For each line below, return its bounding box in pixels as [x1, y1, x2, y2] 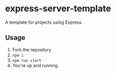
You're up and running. [12, 62, 59, 68]
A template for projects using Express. [5, 19, 83, 25]
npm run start [12, 58, 41, 63]
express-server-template [5, 3, 111, 14]
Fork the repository [12, 46, 52, 52]
